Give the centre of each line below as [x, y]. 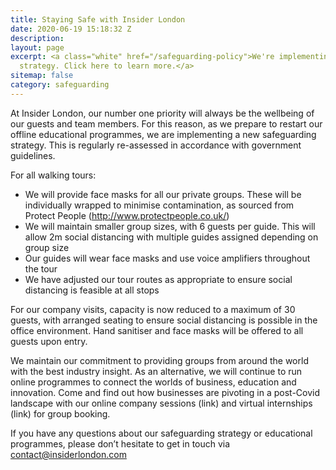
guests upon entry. [49, 341]
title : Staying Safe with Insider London [98, 19]
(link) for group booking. [60, 413]
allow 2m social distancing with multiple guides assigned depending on [171, 237]
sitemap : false [42, 76]
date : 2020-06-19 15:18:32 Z [71, 29]
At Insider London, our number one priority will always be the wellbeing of [162, 113]
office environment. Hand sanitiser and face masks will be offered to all [157, 330]
